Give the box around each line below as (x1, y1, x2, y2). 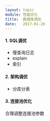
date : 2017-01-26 (5, 21, 46, 27)
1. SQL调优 (5, 37, 27, 43)
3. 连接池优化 (5, 98, 32, 104)
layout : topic (5, 7, 35, 13)
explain (12, 55, 27, 61)
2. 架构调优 (5, 74, 28, 80)
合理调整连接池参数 (5, 110, 45, 116)
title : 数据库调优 (5, 17, 42, 22)
